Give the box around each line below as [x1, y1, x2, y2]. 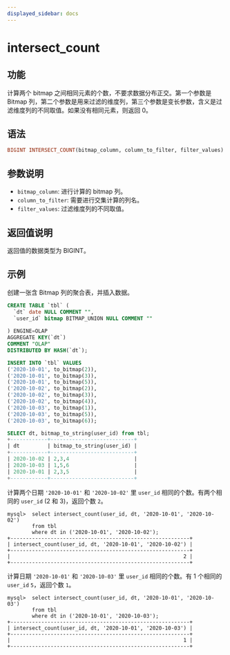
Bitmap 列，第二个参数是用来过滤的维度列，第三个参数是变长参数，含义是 [7, 97, 216, 106]
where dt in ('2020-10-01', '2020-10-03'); [32, 612, 159, 619]
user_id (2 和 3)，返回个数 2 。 [20, 497, 107, 505]
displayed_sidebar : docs [7, 10, 79, 17]
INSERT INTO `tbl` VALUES [7, 359, 82, 366]
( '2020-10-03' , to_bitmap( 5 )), [7, 410, 97, 418]
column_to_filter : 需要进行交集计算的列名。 [17, 196, 144, 205]
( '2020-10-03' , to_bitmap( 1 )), [7, 404, 97, 411]
